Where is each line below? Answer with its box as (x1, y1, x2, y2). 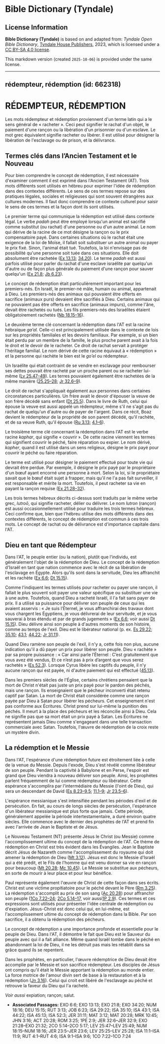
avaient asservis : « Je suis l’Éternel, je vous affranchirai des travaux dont (5, 605, 154, 611)
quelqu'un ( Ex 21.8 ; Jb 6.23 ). (5, 271, 63, 277)
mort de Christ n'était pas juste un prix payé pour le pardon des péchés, (5, 682, 151, 688)
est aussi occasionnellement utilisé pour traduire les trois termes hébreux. (5, 505, 155, 511)
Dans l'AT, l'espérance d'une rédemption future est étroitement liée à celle (5, 756, 155, 762)
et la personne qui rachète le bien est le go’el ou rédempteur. (5, 353, 129, 359)
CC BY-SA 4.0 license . (5, 47, 51, 52)
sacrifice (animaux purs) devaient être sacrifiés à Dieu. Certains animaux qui (5, 296, 160, 302)
